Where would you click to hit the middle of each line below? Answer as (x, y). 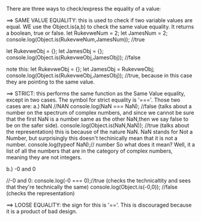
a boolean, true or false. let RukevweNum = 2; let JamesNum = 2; (87, 33)
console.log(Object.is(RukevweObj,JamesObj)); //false (73, 57)
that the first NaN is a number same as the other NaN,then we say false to (97, 119)
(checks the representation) (40, 193)
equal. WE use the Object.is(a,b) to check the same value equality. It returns (100, 27)
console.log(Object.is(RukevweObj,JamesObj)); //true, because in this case (99, 75)
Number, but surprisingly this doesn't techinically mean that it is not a (92, 138)
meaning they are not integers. (44, 157)
